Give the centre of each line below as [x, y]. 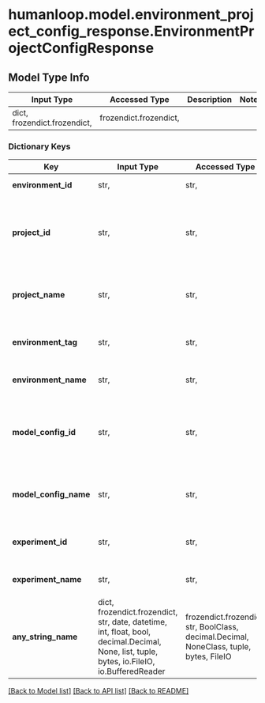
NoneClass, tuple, [218, 647]
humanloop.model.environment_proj [131, 15]
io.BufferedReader [131, 671]
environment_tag [45, 342]
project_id [32, 232]
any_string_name [45, 637]
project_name [39, 295]
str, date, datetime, [132, 622]
